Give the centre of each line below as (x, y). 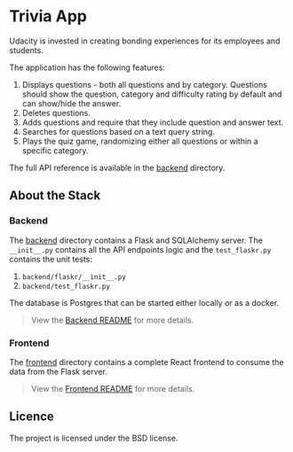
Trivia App (48, 16)
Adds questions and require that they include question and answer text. (153, 122)
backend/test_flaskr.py (66, 286)
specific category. (55, 150)
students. (27, 50)
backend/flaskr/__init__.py (74, 277)
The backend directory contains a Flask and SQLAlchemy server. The (136, 240)
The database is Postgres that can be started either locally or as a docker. (144, 302)
